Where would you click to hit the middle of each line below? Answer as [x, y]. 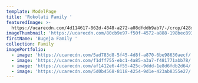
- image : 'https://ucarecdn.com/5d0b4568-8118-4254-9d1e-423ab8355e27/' [103, 71]
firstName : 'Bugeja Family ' [42, 39]
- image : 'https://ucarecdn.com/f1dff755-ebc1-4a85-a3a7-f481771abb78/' [103, 60]
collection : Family [30, 44]
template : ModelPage [32, 11]
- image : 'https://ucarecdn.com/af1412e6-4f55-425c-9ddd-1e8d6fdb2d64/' [103, 66]
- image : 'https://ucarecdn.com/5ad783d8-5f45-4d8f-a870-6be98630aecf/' [103, 55]
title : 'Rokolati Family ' [39, 17]
